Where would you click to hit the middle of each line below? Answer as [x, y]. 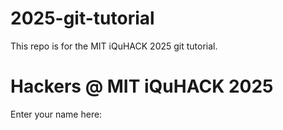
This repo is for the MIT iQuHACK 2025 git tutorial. [114, 46]
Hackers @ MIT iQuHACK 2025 [142, 86]
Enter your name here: [56, 114]
